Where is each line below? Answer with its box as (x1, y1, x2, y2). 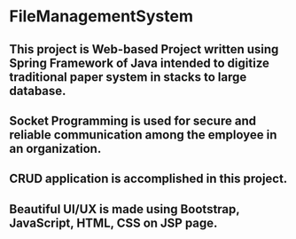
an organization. (9, 140, 102, 156)
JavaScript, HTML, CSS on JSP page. (9, 215, 218, 230)
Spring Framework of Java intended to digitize (9, 55, 270, 70)
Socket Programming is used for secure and (9, 113, 257, 128)
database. (9, 83, 66, 99)
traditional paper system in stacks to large (9, 69, 247, 84)
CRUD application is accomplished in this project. (9, 171, 288, 187)
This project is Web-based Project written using (9, 42, 279, 57)
